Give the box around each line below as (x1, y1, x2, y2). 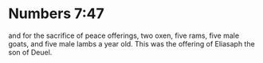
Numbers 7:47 (8, 5, 105, 23)
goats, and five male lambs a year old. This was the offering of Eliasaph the (8, 39, 255, 48)
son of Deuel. (8, 47, 53, 57)
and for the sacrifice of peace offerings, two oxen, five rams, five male (8, 31, 240, 40)
